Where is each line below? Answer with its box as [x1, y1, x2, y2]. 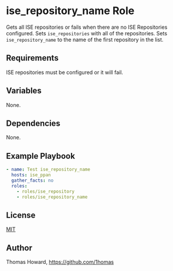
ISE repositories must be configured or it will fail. [6, 69, 123, 76]
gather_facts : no [11, 178, 54, 183]
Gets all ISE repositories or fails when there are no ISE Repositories [6, 24, 168, 31]
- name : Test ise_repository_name [6, 166, 91, 173]
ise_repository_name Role [6, 4, 135, 18]
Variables [6, 86, 42, 96]
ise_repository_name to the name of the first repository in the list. [6, 36, 164, 43]
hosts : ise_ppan [11, 172, 51, 178]
